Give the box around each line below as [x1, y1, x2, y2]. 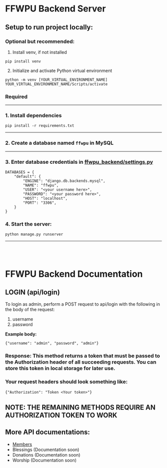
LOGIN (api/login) [5, 288, 60, 296]
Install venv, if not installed [12, 49, 67, 55]
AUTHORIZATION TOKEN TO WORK [5, 411, 118, 420]
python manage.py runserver [5, 232, 64, 237]
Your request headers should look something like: [5, 378, 128, 385]
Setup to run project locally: [5, 23, 93, 31]
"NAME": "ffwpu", [23, 183, 59, 188]
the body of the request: [5, 307, 55, 313]
